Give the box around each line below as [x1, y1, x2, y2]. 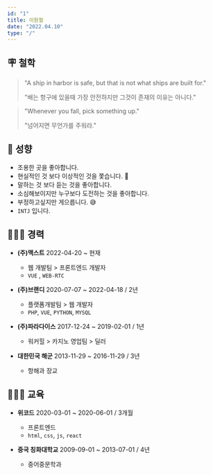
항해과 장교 [27, 366, 58, 374]
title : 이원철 [7, 17, 44, 24]
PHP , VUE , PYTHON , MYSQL [27, 308, 92, 316]
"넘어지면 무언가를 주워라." [24, 121, 97, 130]
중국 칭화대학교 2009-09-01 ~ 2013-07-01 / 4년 [17, 445, 151, 454]
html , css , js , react [27, 431, 82, 439]
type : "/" [7, 29, 36, 37]
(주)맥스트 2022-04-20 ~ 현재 [17, 248, 101, 257]
